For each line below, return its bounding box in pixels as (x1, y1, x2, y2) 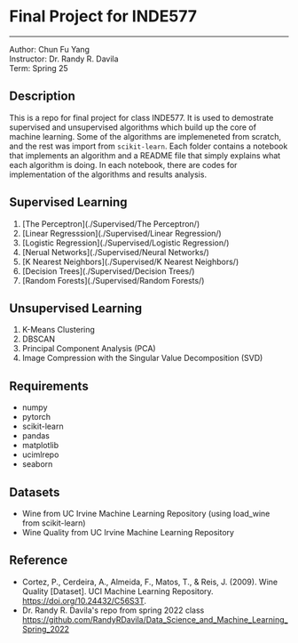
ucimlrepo (21, 449, 59, 460)
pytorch (21, 412, 51, 422)
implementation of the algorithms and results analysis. (9, 169, 207, 180)
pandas (21, 430, 51, 441)
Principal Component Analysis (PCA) (21, 343, 157, 354)
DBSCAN (21, 334, 56, 344)
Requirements (9, 378, 89, 393)
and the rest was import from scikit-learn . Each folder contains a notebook (9, 141, 288, 151)
